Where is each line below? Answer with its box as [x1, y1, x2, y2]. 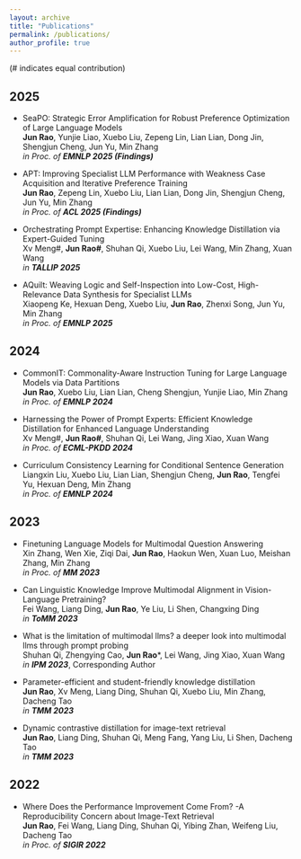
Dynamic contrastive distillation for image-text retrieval [22, 722, 226, 733]
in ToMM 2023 [22, 613, 78, 624]
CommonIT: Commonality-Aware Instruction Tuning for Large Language [22, 368, 288, 378]
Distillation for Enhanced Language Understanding [22, 423, 209, 434]
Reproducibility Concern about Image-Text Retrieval [22, 810, 215, 821]
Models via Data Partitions [22, 376, 120, 387]
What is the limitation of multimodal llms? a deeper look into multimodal [22, 630, 287, 641]
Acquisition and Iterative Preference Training [22, 178, 188, 189]
